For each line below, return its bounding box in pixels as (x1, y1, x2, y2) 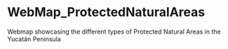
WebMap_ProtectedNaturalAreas (7, 4, 206, 20)
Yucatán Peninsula (7, 34, 61, 43)
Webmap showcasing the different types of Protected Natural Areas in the (7, 27, 221, 36)
